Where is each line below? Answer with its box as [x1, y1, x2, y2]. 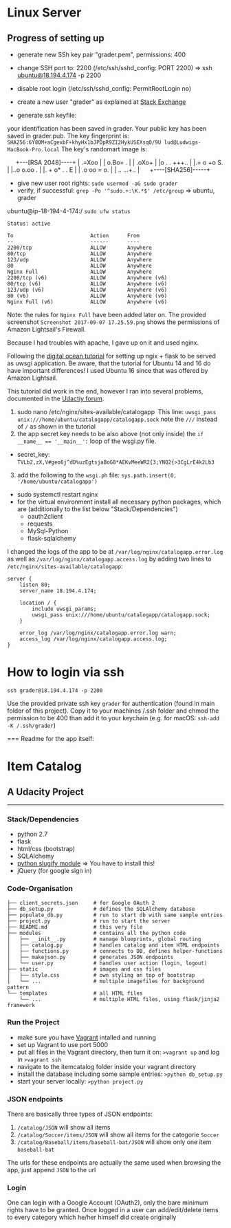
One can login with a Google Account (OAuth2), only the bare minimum [7, 1198, 208, 1207]
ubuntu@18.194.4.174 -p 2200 [16, 71, 102, 79]
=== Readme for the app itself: [7, 734, 94, 742]
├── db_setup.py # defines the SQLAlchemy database [7, 905, 195, 912]
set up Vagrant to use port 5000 [16, 1040, 109, 1048]
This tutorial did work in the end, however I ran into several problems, [7, 387, 203, 395]
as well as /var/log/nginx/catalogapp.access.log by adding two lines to [7, 555, 212, 563]
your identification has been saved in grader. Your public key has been [7, 125, 207, 132]
